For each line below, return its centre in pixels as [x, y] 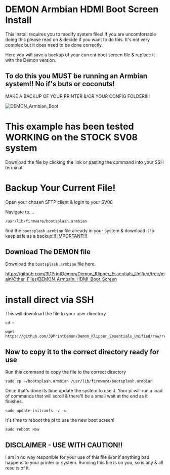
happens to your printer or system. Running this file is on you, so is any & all [84, 463]
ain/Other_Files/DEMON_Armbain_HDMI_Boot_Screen [61, 279]
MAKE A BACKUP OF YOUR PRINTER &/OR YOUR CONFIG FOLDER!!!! [78, 96]
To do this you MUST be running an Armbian [76, 76]
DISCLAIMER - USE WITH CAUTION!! [64, 445]
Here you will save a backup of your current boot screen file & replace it [80, 55]
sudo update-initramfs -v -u [36, 411]
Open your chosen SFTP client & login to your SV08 [59, 202]
